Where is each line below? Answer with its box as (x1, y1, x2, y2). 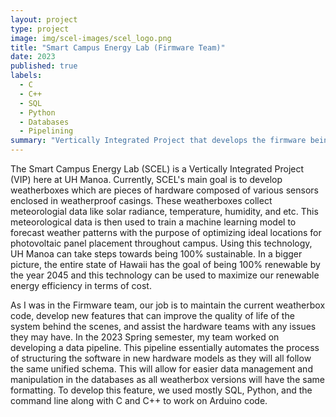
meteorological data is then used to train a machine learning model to (10, 216, 297, 228)
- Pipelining (19, 126, 74, 136)
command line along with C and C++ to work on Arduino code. (10, 395, 268, 406)
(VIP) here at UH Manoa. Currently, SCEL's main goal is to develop (10, 174, 283, 185)
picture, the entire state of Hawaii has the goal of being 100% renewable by (10, 259, 321, 270)
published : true (10, 61, 78, 71)
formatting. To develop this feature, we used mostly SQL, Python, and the (10, 384, 313, 396)
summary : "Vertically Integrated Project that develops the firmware (10, 136, 307, 146)
